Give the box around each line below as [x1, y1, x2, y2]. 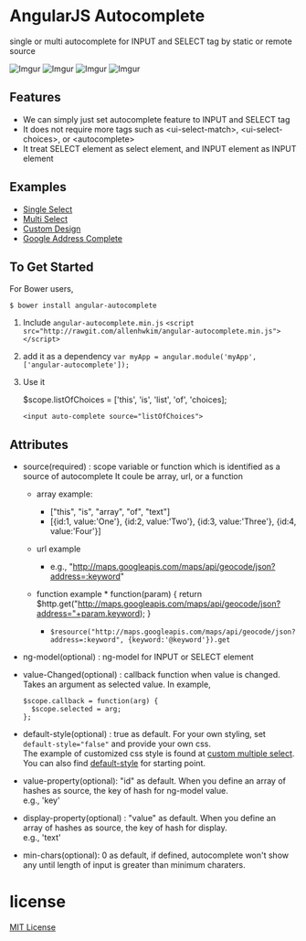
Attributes [9, 436, 69, 453]
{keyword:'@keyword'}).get [127, 636, 231, 645]
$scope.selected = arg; [31, 705, 121, 714]
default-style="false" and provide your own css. [22, 738, 212, 750]
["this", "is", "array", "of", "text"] [49, 507, 171, 518]
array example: [36, 488, 93, 499]
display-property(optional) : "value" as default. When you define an [22, 813, 277, 824]
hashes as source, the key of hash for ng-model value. [22, 786, 228, 797]
